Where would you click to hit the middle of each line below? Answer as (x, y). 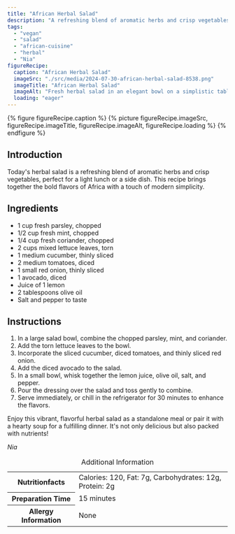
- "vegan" (28, 33)
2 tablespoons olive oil (50, 292)
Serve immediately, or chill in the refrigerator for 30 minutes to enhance (120, 398)
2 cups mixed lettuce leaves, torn (65, 247)
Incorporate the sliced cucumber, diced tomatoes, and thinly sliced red (119, 353)
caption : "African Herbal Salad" (62, 72)
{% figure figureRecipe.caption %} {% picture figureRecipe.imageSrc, (108, 118)
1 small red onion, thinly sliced (60, 270)
